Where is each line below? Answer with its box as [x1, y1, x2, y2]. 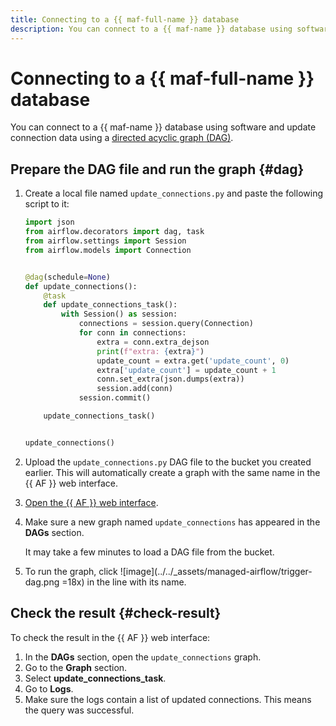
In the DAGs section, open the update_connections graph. [24, 651, 262, 663]
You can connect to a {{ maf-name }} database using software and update [10, 121, 317, 133]
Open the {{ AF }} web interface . [24, 496, 159, 508]
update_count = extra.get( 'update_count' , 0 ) [96, 356, 290, 366]
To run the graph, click [24, 565, 118, 577]
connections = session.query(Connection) [78, 319, 254, 329]
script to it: [24, 198, 70, 210]
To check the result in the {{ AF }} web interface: [10, 631, 211, 643]
